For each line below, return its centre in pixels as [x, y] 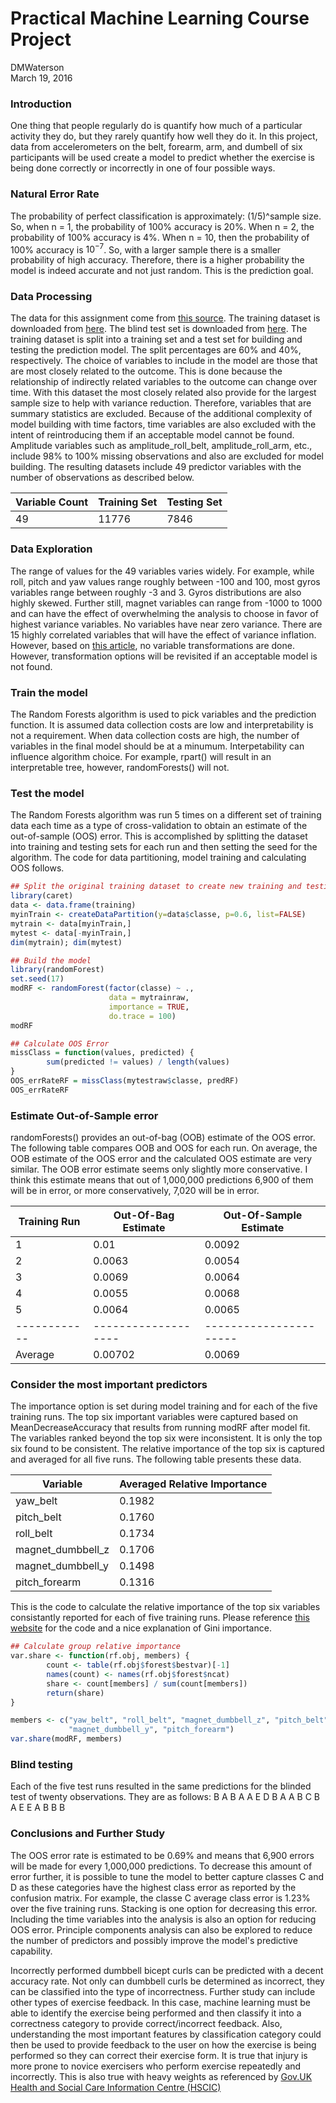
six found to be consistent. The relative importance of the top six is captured [167, 1449]
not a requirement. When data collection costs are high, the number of [155, 736]
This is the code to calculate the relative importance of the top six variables [165, 1607]
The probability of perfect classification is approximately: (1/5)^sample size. [166, 216]
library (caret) [42, 896]
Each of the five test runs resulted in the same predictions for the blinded [161, 1786]
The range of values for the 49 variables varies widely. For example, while [162, 571]
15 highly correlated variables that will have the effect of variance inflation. [163, 634]
